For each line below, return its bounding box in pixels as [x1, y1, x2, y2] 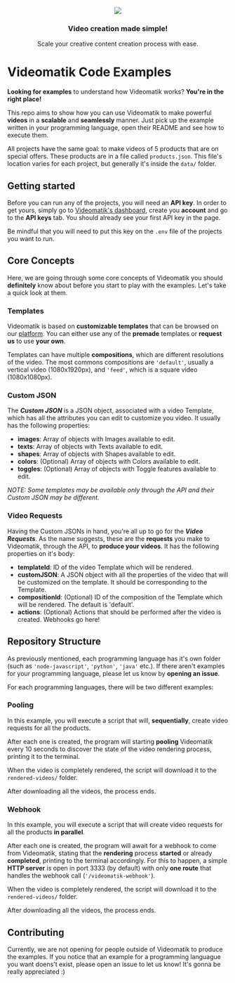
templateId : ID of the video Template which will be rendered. [17, 563, 194, 571]
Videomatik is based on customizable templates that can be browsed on [7, 322, 219, 330]
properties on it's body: [7, 549, 75, 558]
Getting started [7, 180, 76, 192]
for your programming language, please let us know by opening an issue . [7, 669, 220, 677]
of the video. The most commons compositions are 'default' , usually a [7, 358, 214, 367]
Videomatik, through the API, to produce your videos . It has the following [7, 542, 220, 550]
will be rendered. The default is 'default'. [17, 600, 135, 608]
